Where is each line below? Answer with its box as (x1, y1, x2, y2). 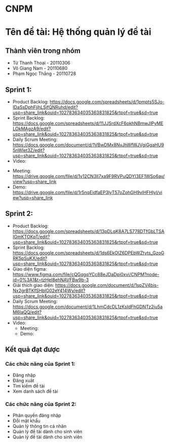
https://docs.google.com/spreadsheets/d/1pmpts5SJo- (50, 99, 165, 104)
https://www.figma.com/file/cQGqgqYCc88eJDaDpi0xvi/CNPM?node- (12, 271, 159, 277)
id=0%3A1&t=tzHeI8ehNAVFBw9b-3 (12, 277, 89, 283)
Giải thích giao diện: (12, 282, 54, 288)
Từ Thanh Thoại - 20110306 (12, 60, 71, 66)
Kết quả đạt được (5, 345, 60, 354)
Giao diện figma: (12, 266, 47, 272)
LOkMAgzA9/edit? (12, 126, 51, 132)
